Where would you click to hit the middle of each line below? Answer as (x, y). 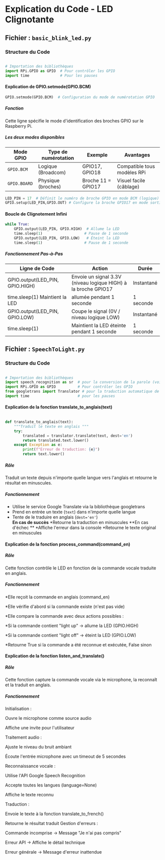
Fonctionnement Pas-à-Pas (34, 254)
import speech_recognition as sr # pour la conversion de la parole (78, 382)
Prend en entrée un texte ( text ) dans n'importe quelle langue (74, 512)
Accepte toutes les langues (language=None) (51, 785)
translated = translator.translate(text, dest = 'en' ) (78, 436)
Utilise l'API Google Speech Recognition (45, 776)
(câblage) (128, 187)
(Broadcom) (52, 172)
